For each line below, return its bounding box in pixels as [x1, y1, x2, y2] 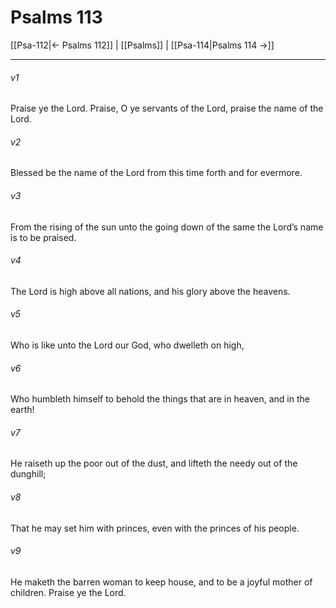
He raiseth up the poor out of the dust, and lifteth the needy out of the [10, 457, 298, 470]
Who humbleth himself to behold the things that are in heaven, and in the [10, 393, 310, 405]
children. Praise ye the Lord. [10, 586, 127, 598]
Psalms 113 [10, 6, 103, 29]
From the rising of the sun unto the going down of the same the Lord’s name [10, 221, 324, 233]
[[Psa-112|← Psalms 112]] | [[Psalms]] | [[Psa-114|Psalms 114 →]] [10, 39, 275, 51]
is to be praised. [10, 231, 77, 243]
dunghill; [10, 468, 47, 480]
